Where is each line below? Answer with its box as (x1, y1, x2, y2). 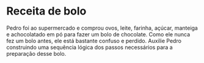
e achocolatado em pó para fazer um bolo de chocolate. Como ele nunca (6, 30, 191, 38)
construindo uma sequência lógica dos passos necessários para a (6, 44, 173, 51)
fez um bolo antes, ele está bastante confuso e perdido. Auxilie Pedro (6, 37, 182, 44)
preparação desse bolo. (6, 50, 67, 57)
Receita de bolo (6, 4, 87, 18)
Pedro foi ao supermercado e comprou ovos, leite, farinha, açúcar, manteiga (6, 24, 199, 31)
